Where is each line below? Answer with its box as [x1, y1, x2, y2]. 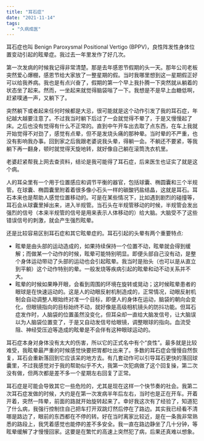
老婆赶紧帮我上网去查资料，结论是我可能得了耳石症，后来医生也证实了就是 [6, 158, 192, 165]
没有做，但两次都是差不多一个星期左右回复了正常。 [6, 369, 134, 377]
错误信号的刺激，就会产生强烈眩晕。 [6, 217, 97, 224]
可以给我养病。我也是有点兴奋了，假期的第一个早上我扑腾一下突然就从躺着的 [6, 79, 198, 86]
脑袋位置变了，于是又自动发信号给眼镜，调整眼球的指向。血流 [31, 319, 186, 326]
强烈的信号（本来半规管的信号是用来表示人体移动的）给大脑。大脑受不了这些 [6, 209, 198, 217]
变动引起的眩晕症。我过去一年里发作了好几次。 [11, 51, 129, 58]
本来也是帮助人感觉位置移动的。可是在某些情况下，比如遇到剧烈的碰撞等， [11, 194, 198, 201]
